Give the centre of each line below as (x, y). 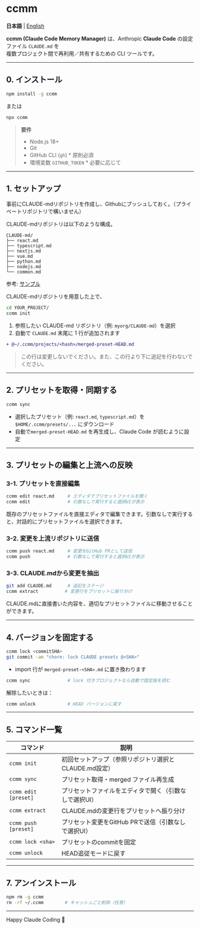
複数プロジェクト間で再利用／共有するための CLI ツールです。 (82, 53)
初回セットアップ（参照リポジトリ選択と (118, 759)
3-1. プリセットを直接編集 (43, 484)
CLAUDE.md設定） (88, 768)
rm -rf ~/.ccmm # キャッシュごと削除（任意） (67, 902)
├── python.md (24, 262)
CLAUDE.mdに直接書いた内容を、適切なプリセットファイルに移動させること (100, 604)
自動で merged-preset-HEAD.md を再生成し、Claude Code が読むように (99, 431)
